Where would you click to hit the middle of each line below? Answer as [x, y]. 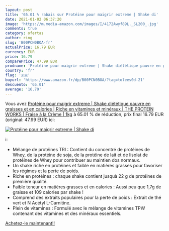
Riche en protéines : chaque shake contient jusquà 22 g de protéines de [87, 176]
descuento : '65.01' [26, 84]
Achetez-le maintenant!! [30, 223]
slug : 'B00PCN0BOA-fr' [29, 43]
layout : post [19, 10]
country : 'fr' [20, 71]
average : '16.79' [23, 89]
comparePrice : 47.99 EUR [31, 61]
